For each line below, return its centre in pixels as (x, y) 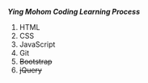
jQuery (30, 70)
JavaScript (37, 44)
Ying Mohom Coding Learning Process (74, 12)
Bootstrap (36, 61)
